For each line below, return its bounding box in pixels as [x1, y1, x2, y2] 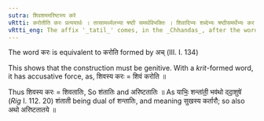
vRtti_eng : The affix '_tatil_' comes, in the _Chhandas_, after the [8, 26, 241, 34]
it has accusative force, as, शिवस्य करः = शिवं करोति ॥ [8, 71, 167, 81]
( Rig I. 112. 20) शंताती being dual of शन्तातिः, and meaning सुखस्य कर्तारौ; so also [8, 96, 245, 106]
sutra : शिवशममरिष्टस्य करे [8, 11, 76, 20]
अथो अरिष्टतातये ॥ [8, 105, 57, 115]
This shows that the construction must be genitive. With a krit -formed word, [8, 64, 254, 73]
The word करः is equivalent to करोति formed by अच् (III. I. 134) [8, 48, 199, 57]
